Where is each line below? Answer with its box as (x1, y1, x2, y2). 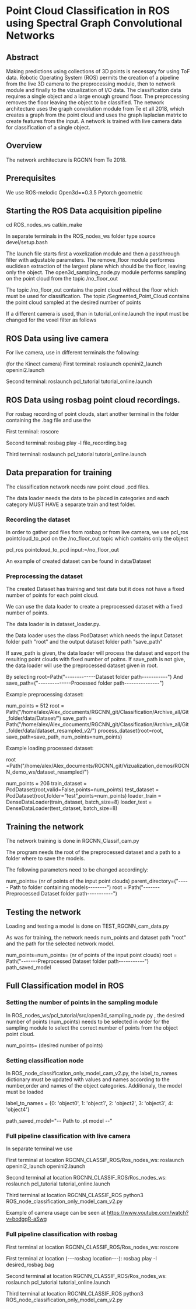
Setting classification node (6, 1056, 84, 1064)
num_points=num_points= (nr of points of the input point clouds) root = (6, 952, 177, 959)
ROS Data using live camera (6, 333, 109, 343)
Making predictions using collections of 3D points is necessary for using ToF (6, 68, 190, 74)
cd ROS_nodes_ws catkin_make (6, 221, 83, 228)
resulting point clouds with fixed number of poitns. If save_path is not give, (6, 656, 185, 663)
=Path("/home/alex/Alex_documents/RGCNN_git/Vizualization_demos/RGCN (6, 763, 190, 770)
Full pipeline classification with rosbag (6, 1230, 118, 1238)
